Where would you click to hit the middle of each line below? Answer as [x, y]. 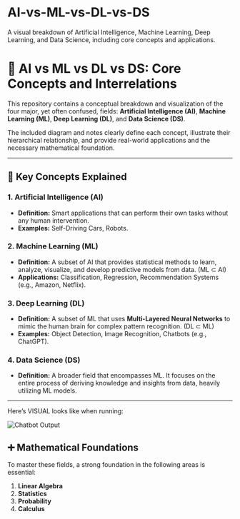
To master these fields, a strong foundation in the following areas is [106, 465]
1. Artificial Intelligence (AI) [55, 197]
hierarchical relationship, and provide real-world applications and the [109, 140]
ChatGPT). [33, 342]
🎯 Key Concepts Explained [67, 177]
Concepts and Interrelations [92, 84]
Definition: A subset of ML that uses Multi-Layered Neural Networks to [124, 319]
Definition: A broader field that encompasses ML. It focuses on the [116, 376]
